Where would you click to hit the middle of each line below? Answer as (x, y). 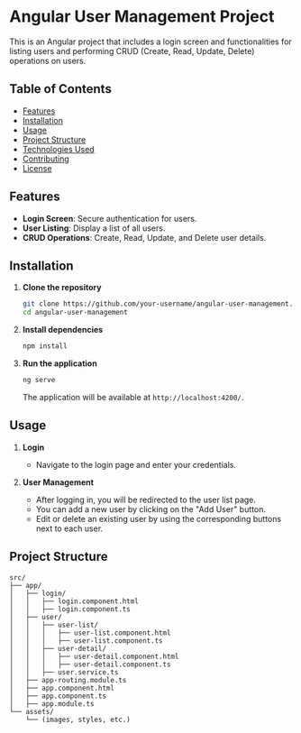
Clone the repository (62, 288)
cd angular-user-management (75, 313)
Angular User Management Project (142, 17)
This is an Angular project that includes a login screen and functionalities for (151, 41)
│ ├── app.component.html (62, 688)
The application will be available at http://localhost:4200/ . (133, 397)
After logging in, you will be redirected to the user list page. (146, 499)
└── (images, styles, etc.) (78, 719)
